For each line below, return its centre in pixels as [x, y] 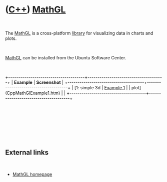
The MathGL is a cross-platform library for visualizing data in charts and [79, 33]
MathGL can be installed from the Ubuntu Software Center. [66, 57]
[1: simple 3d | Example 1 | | [102, 87]
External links [27, 153]
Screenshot [48, 82]
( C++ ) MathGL [35, 10]
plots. [11, 38]
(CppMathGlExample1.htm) [33, 93]
